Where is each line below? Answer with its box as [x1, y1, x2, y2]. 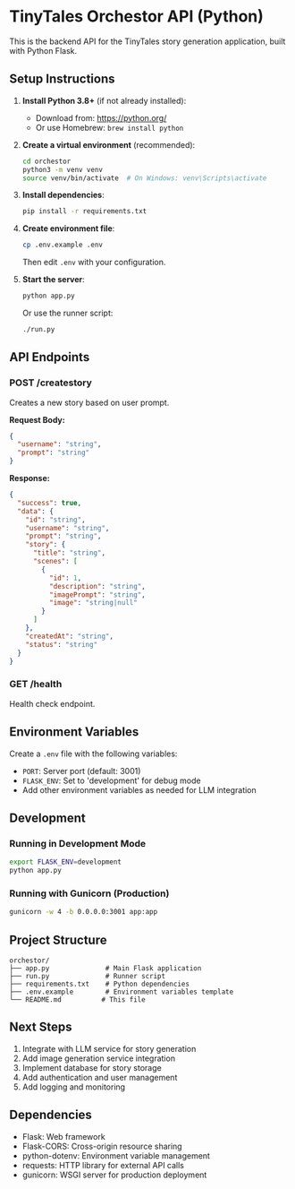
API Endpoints [9, 349, 90, 365]
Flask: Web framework [21, 1131, 105, 1142]
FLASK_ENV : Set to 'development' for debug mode [21, 775, 201, 786]
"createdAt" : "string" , [25, 632, 114, 641]
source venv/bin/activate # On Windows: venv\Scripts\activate [21, 173, 267, 183]
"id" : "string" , [25, 515, 87, 524]
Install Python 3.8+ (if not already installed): [21, 95, 187, 106]
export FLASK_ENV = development [9, 857, 122, 866]
